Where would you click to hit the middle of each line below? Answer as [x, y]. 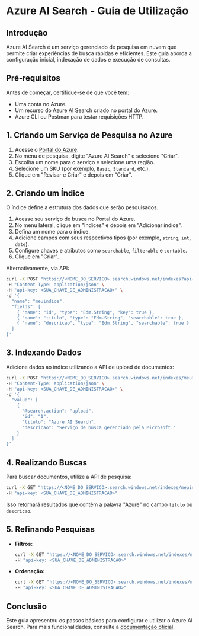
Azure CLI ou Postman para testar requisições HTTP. [79, 116]
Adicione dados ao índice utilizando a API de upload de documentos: [90, 367]
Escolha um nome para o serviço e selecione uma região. [85, 162]
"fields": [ [26, 306]
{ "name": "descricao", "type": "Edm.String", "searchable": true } [103, 323]
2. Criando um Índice [45, 194]
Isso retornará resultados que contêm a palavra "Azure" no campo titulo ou [99, 504]
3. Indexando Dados [44, 353]
